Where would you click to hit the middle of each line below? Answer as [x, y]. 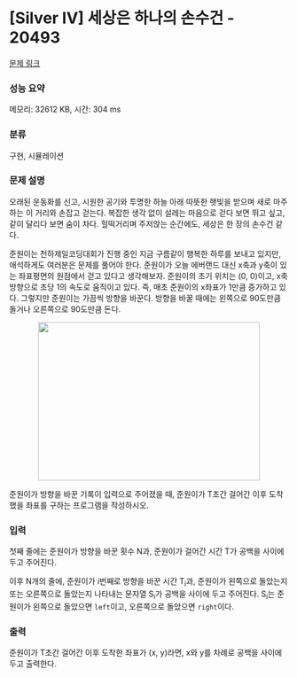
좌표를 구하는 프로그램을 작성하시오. [87, 505]
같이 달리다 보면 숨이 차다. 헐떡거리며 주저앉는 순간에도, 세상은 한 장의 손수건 [141, 223]
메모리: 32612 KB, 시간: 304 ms [65, 109]
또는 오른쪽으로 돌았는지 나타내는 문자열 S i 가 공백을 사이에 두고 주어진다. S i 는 [142, 595]
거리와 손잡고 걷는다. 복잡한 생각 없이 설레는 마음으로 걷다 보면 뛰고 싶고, [160, 213]
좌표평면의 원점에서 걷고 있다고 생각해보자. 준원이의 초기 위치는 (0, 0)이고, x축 [153, 276]
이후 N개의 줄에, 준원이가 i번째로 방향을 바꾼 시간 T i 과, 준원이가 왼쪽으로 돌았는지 [148, 582]
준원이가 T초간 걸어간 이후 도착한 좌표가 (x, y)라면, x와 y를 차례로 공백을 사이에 [145, 653]
